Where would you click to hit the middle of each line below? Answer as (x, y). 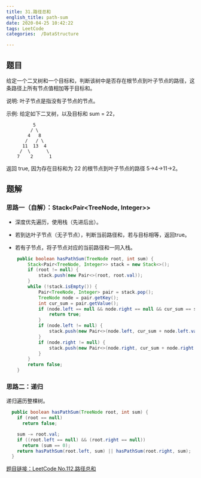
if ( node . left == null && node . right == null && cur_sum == (115, 309)
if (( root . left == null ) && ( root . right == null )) (81, 440)
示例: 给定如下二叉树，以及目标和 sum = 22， (62, 113)
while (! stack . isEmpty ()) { (63, 287)
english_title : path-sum (37, 17)
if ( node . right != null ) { (72, 342)
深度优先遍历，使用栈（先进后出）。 (58, 222)
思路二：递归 (25, 386)
